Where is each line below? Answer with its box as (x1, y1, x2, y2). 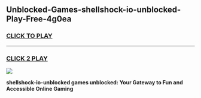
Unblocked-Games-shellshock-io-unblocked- (6, 5, 181, 15)
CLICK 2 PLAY (6, 54, 48, 62)
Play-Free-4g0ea (6, 14, 72, 24)
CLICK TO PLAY (6, 32, 53, 40)
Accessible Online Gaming (6, 85, 74, 92)
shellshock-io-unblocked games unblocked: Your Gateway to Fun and (6, 78, 184, 86)
